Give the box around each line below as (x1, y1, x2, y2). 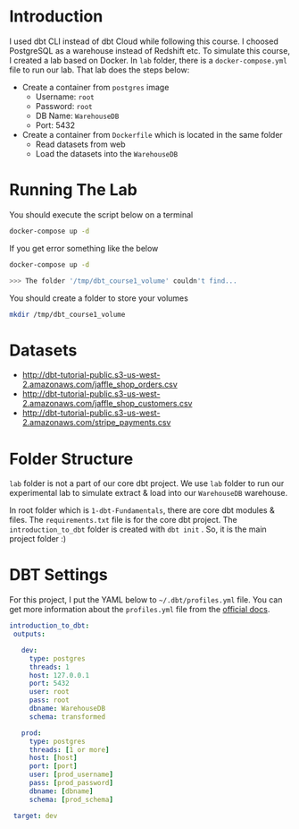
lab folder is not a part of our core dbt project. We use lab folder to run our (9, 478, 285, 489)
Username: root (35, 91, 96, 102)
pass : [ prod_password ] (29, 779, 114, 788)
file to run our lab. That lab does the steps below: (9, 64, 190, 75)
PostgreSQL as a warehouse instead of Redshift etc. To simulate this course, (9, 45, 290, 56)
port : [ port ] (29, 762, 78, 771)
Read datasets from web (35, 139, 127, 150)
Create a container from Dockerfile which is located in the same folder (21, 129, 283, 140)
